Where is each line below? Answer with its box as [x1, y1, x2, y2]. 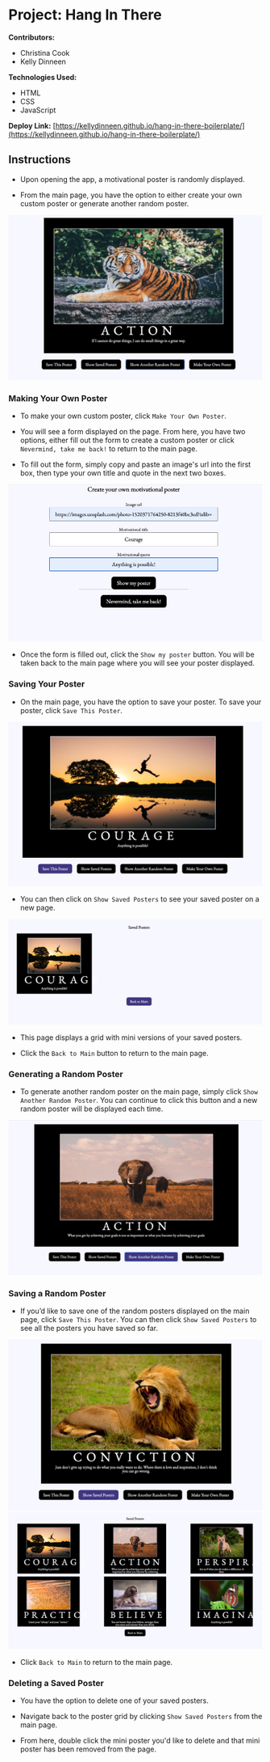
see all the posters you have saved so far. [19, 1324, 159, 1333]
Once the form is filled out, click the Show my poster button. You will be [19, 649, 255, 660]
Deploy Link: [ [8, 120, 56, 130]
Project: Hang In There [8, 6, 163, 24]
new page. [19, 903, 56, 913]
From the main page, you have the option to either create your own [19, 190, 243, 200]
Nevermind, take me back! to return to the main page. [19, 444, 197, 454]
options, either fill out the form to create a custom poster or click [19, 435, 235, 446]
